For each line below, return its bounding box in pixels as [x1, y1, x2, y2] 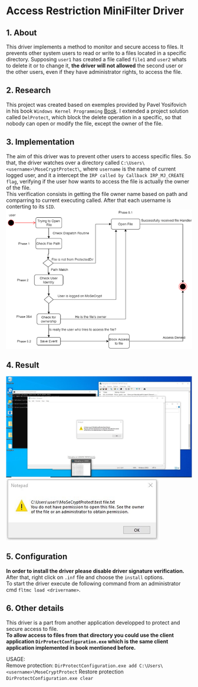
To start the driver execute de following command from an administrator [6, 580, 181, 587]
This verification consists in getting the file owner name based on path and [6, 190, 188, 197]
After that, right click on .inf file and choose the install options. [6, 574, 164, 581]
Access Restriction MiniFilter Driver [6, 4, 184, 18]
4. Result [6, 360, 39, 370]
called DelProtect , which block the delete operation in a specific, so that [6, 113, 181, 120]
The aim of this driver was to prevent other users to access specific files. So [6, 152, 192, 160]
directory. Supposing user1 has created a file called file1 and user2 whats [6, 56, 187, 63]
